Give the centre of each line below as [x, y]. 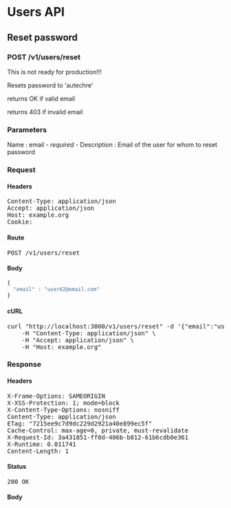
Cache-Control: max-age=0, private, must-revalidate [98, 430]
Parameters [27, 129]
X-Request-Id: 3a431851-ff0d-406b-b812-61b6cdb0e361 [98, 437]
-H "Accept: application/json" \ [78, 340]
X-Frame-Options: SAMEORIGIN [56, 396]
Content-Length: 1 [38, 451]
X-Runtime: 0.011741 [42, 444]
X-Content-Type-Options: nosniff [64, 410]
